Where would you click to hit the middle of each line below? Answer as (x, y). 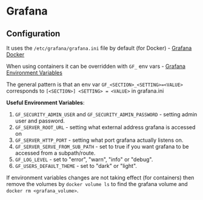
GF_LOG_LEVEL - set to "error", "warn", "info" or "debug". (84, 159)
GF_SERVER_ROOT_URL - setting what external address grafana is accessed (105, 127)
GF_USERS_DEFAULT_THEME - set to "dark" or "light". (76, 166)
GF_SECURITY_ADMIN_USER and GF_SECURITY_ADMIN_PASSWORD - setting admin (106, 114)
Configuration (33, 34)
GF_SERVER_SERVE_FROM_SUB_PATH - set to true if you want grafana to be (102, 146)
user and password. (40, 121)
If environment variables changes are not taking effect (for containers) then (100, 178)
